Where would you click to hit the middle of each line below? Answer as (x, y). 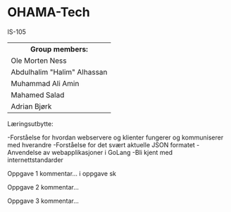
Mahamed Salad (38, 94)
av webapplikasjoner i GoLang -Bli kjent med (108, 152)
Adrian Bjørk (31, 106)
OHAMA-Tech (49, 12)
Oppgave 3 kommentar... (43, 201)
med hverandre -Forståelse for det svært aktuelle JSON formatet (101, 144)
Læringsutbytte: (31, 123)
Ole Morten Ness (39, 61)
